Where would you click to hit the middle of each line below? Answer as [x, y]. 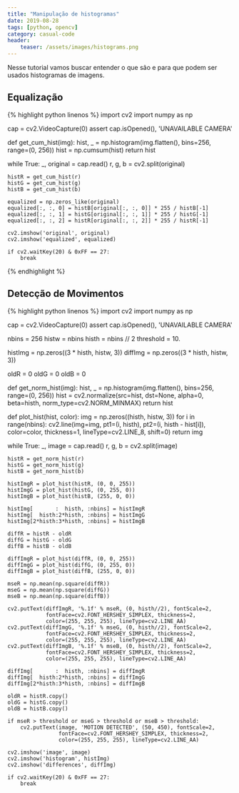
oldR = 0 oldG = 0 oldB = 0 [47, 374]
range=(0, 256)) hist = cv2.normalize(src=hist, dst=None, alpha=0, [106, 395]
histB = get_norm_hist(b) [46, 471]
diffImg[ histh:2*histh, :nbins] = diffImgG [76, 677]
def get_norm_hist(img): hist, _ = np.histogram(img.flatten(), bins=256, [111, 388]
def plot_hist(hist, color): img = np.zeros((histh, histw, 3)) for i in [101, 416]
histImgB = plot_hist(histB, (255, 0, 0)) [71, 496]
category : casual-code [41, 34]
